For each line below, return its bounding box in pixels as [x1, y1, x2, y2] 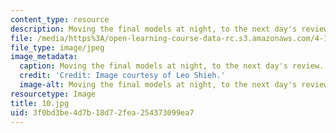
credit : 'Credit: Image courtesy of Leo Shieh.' [19, 71, 226, 81]
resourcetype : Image [10, 89, 97, 99]
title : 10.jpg [10, 98, 70, 108]
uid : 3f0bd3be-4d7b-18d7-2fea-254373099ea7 [10, 107, 195, 118]
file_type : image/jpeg [10, 42, 105, 53]
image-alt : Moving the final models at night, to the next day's [19, 80, 298, 90]
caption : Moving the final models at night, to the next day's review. [19, 61, 325, 71]
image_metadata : [10, 52, 78, 62]
